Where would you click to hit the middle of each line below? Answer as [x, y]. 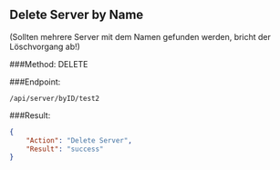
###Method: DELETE [49, 64]
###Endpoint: [35, 82]
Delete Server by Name [77, 15]
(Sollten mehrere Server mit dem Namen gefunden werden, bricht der [140, 36]
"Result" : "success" [65, 149]
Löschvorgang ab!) [45, 46]
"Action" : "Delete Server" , [79, 140]
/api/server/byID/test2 [55, 98]
